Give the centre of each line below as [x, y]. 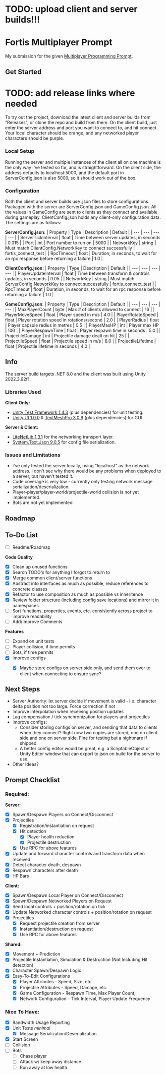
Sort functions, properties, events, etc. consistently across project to [82, 611]
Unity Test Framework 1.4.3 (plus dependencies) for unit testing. [78, 412]
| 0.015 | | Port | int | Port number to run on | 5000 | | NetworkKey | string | [81, 243]
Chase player [33, 1056]
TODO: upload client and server [71, 9]
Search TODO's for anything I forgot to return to [61, 572]
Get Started [23, 72]
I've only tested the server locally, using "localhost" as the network [81, 466]
